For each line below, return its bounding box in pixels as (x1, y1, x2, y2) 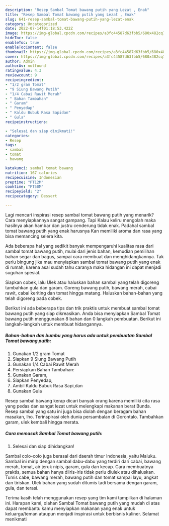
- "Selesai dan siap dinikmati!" (5, 129, 75, 134)
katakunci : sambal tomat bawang (5, 165, 73, 171)
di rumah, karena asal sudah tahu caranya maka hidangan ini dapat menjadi (5, 264, 162, 270)
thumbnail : (5, 49, 28, 54)
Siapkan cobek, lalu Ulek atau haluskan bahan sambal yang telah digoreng (5, 279, 159, 285)
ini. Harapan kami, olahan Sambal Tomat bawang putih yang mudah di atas (5, 500, 160, 506)
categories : (5, 133, 30, 138)
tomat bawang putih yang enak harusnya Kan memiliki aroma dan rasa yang (5, 228, 162, 234)
